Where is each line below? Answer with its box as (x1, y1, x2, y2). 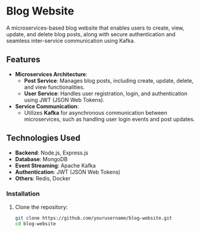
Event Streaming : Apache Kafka (14, 162, 96, 169)
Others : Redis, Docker (14, 174, 71, 182)
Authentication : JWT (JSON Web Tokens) (14, 168, 121, 176)
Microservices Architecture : (14, 71, 88, 78)
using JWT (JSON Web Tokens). (24, 96, 104, 103)
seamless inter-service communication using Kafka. (6, 37, 136, 44)
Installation (6, 190, 40, 198)
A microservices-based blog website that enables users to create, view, (6, 24, 185, 31)
